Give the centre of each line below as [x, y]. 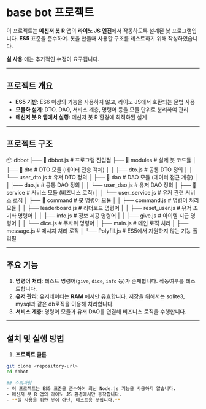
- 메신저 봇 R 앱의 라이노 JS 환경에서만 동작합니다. [64, 394]
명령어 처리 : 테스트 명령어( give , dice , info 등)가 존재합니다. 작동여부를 [100, 281]
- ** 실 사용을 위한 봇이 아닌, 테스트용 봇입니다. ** [63, 400]
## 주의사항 [19, 383]
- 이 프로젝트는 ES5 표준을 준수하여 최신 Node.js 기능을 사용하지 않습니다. [91, 388]
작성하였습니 [183, 38]
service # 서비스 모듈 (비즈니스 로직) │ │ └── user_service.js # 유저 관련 [95, 192]
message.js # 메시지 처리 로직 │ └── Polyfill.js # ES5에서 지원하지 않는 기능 [99, 231]
